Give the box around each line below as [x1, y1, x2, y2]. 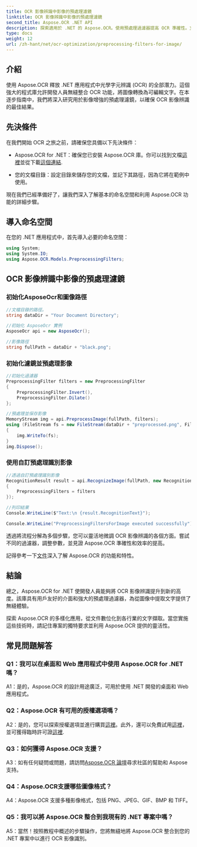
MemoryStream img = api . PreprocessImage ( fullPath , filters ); [6, 416, 159, 423]
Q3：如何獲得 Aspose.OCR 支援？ [6, 744, 103, 752]
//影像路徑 [6, 339, 29, 345]
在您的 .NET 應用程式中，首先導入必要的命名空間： [6, 234, 129, 241]
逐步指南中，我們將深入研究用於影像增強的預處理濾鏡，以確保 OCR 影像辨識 [6, 96, 189, 103]
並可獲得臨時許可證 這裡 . [6, 728, 64, 735]
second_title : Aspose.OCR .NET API [6, 19, 93, 25]
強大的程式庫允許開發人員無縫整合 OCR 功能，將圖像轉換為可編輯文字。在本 [6, 89, 189, 96]
